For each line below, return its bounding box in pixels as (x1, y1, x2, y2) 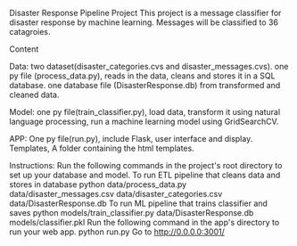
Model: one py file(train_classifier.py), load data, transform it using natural (9, 107, 281, 117)
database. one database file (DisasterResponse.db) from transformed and (9, 80, 281, 90)
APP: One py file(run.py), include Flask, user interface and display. (9, 134, 253, 143)
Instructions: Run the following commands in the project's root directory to (9, 160, 283, 170)
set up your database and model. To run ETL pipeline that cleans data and (9, 169, 281, 180)
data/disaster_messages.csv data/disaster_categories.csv (9, 189, 223, 199)
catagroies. (9, 27, 51, 37)
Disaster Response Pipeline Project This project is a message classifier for (9, 8, 282, 18)
